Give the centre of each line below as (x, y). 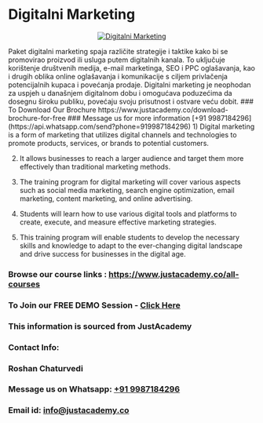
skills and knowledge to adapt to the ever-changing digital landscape (131, 246)
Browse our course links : (58, 274)
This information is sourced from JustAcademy (100, 326)
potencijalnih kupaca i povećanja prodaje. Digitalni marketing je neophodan (130, 85)
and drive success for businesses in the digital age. (102, 253)
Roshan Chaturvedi (46, 368)
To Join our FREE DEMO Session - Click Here (94, 305)
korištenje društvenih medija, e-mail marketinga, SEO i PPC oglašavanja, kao (131, 67)
